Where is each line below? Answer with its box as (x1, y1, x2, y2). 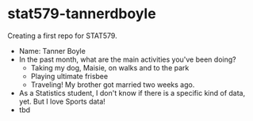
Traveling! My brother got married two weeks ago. (30, 80, 195, 89)
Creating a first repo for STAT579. (7, 31, 117, 40)
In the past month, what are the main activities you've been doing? (18, 55, 236, 64)
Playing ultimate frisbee (30, 71, 109, 81)
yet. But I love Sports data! (18, 96, 106, 106)
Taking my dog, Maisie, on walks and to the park (30, 62, 190, 72)
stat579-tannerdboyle (7, 5, 156, 23)
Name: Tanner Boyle (18, 46, 86, 55)
